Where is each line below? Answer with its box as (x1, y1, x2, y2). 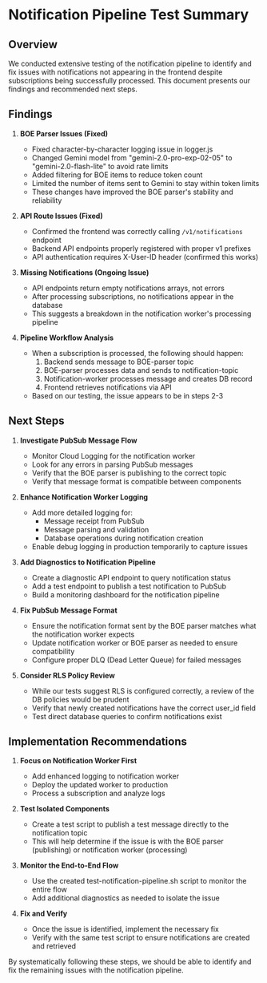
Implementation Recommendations (8, 735, 188, 749)
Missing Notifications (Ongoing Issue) (19, 267, 149, 277)
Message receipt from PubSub (43, 516, 145, 526)
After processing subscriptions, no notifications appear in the (31, 291, 234, 301)
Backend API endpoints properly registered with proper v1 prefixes (31, 243, 252, 253)
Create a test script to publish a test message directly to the (31, 819, 229, 829)
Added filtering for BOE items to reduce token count (31, 170, 203, 180)
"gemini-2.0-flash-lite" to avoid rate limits (31, 161, 169, 171)
